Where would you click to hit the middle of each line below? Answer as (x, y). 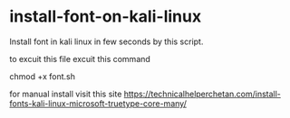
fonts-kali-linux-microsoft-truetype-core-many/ (98, 103)
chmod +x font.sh (42, 76)
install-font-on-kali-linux (106, 17)
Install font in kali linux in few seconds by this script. (106, 41)
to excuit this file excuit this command (80, 59)
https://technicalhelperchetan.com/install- (202, 94)
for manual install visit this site (66, 94)
